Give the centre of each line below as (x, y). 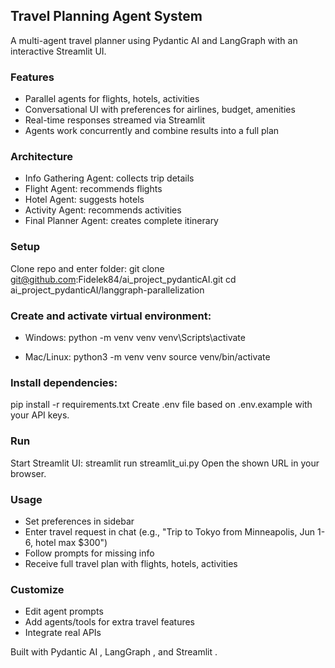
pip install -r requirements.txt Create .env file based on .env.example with (161, 405)
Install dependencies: (64, 382)
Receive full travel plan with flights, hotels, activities (131, 563)
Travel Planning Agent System (106, 16)
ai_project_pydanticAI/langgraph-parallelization (107, 290)
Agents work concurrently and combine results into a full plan (152, 131)
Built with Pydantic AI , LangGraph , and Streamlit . (114, 652)
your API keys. (40, 415)
